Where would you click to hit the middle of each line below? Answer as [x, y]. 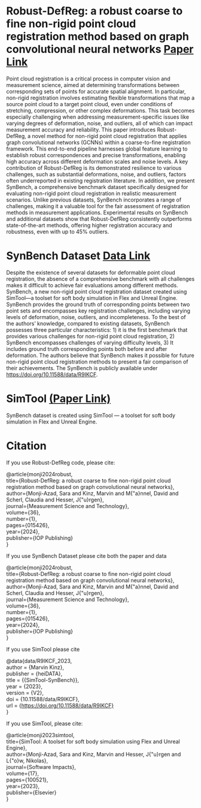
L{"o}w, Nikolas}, [27, 761]
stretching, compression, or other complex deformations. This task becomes [100, 110]
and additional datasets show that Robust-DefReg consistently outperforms [99, 219]
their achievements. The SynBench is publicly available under [82, 368]
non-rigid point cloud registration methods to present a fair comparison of [97, 362]
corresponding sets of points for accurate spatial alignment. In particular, [96, 91]
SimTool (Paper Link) [59, 399]
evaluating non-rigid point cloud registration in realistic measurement [91, 193]
